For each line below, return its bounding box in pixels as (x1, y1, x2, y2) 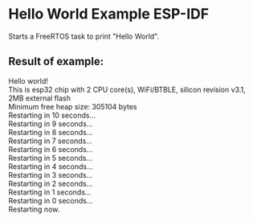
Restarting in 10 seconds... (8, 110, 96, 120)
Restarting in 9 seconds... (8, 118, 93, 129)
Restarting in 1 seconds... (8, 187, 92, 197)
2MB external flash (8, 93, 71, 103)
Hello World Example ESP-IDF (8, 5, 210, 23)
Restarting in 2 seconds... (8, 179, 93, 188)
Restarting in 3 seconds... (8, 170, 93, 179)
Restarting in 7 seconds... (8, 136, 92, 146)
